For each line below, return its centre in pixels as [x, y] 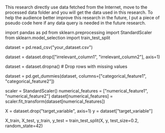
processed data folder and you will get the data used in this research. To [79, 12]
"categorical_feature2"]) [30, 81]
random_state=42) [24, 126]
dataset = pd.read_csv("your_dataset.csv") [49, 47]
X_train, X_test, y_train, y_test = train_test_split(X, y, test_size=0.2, [72, 120]
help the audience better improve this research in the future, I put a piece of [82, 18]
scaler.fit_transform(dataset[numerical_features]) [55, 101]
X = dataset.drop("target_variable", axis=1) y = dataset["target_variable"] [79, 111]
